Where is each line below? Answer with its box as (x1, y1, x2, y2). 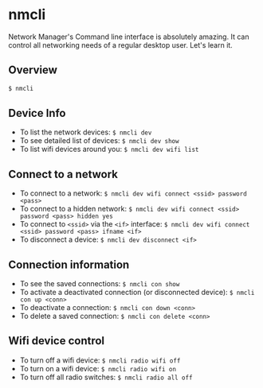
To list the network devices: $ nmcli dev (19, 127, 152, 137)
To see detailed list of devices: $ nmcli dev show (19, 136, 179, 145)
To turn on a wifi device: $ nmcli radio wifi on (19, 363, 177, 373)
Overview (8, 64, 58, 77)
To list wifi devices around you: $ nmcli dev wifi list (19, 145, 199, 154)
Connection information (8, 258, 130, 271)
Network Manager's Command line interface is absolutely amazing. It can (8, 32, 249, 41)
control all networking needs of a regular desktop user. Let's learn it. (8, 40, 233, 49)
